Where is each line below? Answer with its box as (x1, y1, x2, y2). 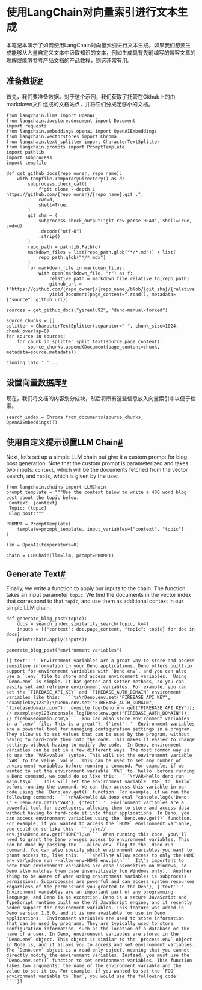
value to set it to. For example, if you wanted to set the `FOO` (6, 968, 176, 974)
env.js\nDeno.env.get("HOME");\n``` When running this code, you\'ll (6, 831, 187, 837)
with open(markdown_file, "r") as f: (38, 270, 133, 277)
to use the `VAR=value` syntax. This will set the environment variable (6, 753, 192, 759)
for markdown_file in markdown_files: (28, 265, 125, 271)
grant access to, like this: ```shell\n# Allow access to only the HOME (6, 852, 195, 858)
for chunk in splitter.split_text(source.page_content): (17, 338, 163, 344)
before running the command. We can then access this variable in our (6, 784, 187, 790)
